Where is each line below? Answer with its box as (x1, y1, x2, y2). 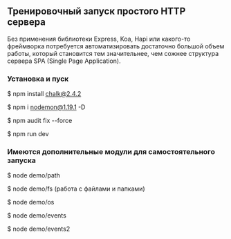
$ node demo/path (7, 171, 61, 180)
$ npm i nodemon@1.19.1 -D (7, 103, 86, 111)
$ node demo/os (7, 198, 55, 207)
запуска (7, 155, 36, 165)
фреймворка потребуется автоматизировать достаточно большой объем (7, 41, 225, 50)
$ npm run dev (7, 130, 50, 138)
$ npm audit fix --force (7, 117, 73, 125)
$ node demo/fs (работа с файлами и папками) (7, 184, 145, 193)
